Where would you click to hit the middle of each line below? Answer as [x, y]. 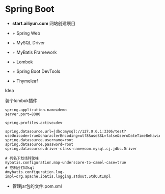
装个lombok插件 [21, 100]
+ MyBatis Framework [34, 52]
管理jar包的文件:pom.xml [37, 186]
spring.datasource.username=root [39, 140]
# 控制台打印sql [20, 168]
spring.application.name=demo [36, 110]
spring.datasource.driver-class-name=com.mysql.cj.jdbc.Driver [71, 149]
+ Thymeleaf [25, 81]
